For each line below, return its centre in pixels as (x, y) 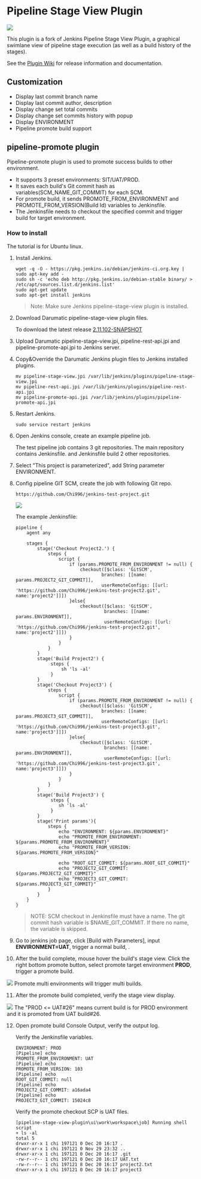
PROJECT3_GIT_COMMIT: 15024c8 (53, 1101)
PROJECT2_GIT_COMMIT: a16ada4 (53, 1090)
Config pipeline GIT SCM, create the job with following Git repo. (94, 483)
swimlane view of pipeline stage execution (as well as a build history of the (99, 45)
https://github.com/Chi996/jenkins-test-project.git (83, 494)
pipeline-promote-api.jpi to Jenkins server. (68, 347)
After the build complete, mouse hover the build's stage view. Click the (103, 958)
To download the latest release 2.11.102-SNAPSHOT (79, 329)
